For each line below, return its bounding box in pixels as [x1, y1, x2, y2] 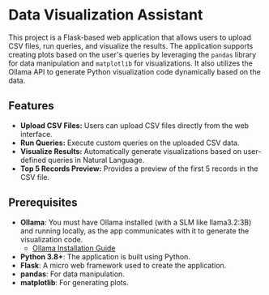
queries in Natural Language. [48, 155, 145, 165]
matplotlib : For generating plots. [19, 277, 130, 287]
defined [19, 155, 47, 165]
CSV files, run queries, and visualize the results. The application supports [8, 41, 254, 50]
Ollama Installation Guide [32, 243, 116, 253]
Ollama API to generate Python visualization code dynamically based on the [8, 66, 261, 76]
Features [8, 99, 54, 113]
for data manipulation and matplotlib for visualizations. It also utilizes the [8, 58, 253, 68]
